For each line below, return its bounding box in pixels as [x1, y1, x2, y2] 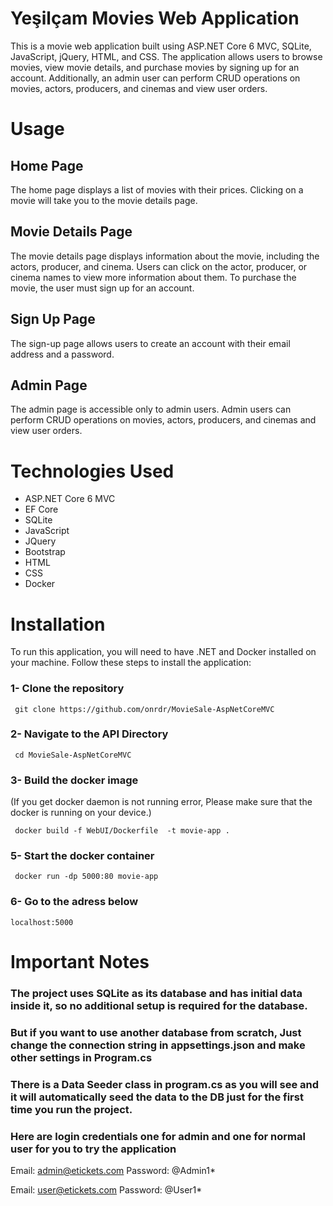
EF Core [24, 503, 59, 516]
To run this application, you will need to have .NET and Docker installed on [10, 646, 317, 658]
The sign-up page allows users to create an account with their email [10, 337, 291, 349]
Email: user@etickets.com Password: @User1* [10, 1183, 203, 1196]
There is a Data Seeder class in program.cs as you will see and [10, 1077, 320, 1091]
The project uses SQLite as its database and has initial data [10, 986, 303, 1000]
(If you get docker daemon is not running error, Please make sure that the [10, 796, 313, 808]
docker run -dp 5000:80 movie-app [14, 872, 159, 882]
